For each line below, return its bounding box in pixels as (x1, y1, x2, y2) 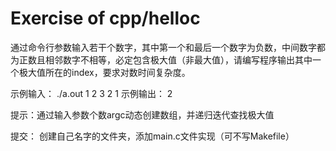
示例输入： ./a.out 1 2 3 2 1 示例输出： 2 (10, 87, 173, 99)
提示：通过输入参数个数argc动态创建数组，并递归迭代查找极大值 (10, 108, 275, 121)
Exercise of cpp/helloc (10, 7, 201, 30)
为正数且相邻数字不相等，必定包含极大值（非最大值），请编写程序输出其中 (10, 53, 313, 66)
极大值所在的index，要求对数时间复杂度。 (18, 66, 191, 78)
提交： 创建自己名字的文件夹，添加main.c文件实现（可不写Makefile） (10, 130, 295, 142)
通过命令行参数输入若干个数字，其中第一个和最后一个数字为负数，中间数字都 (10, 41, 326, 53)
